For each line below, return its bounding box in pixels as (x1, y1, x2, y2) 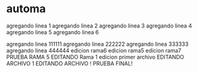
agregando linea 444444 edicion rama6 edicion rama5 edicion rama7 (6, 46, 182, 54)
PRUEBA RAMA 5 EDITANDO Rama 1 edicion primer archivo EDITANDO (6, 53, 185, 60)
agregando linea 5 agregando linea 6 (6, 28, 99, 35)
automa (6, 2, 46, 16)
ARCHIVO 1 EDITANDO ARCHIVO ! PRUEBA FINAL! (6, 60, 133, 67)
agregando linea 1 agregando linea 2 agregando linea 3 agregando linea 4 (6, 22, 193, 29)
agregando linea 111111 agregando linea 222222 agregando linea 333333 (6, 40, 189, 48)
